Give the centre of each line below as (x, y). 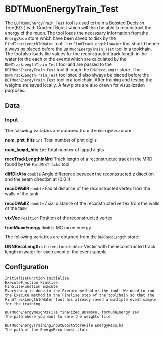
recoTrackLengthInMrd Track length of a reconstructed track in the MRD (79, 159)
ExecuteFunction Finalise (31, 283)
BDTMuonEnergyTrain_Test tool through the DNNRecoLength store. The (73, 69)
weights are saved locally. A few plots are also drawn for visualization (75, 85)
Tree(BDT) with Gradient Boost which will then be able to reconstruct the (78, 27)
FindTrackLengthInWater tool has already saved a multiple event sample (81, 300)
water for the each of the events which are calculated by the (66, 59)
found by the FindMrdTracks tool (37, 164)
